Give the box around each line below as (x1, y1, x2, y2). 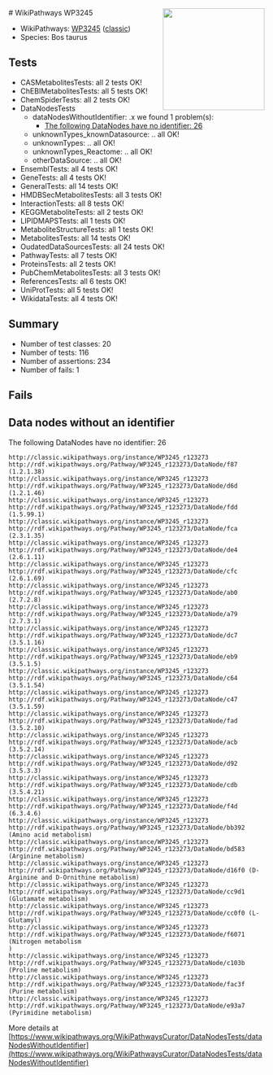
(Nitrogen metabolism (8, 937, 82, 946)
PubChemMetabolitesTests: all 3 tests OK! (19, 268, 161, 277)
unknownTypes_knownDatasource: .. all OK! (32, 129, 180, 139)
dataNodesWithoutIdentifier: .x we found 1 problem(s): (32, 111, 214, 121)
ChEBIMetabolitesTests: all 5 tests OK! (19, 85, 148, 96)
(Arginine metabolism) (8, 852, 85, 860)
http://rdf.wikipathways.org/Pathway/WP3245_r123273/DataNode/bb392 (8, 824, 245, 832)
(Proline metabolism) (8, 966, 82, 974)
